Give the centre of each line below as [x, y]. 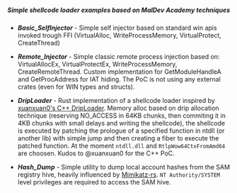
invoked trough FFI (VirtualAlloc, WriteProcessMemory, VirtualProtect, [119, 35]
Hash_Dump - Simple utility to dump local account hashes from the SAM [124, 167]
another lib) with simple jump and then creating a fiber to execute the [118, 138]
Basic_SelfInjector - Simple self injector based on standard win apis [117, 28]
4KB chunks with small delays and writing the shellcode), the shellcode [121, 123]
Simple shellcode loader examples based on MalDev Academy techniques [119, 10]
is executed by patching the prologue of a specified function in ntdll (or [121, 131]
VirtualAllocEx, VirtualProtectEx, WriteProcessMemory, [97, 64]
